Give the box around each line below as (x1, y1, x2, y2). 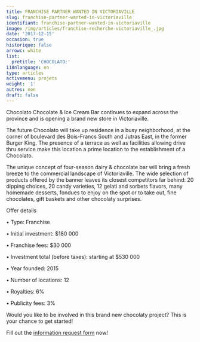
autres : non (6, 87, 36, 93)
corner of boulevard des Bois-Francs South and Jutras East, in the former (6, 133, 187, 140)
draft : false (6, 92, 39, 98)
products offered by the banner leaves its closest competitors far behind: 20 (6, 176, 194, 183)
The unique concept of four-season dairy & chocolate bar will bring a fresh (6, 163, 190, 170)
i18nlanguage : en (6, 64, 50, 71)
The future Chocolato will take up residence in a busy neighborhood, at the (6, 126, 191, 133)
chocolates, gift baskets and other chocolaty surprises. (6, 195, 142, 202)
